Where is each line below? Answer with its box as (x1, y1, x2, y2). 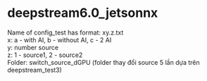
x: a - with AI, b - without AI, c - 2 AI (7, 35, 112, 44)
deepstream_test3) (7, 66, 62, 74)
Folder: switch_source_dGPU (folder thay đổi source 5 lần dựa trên (7, 58, 200, 66)
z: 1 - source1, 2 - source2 (7, 51, 83, 59)
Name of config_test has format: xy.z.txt (7, 28, 124, 37)
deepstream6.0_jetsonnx (7, 5, 158, 21)
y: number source (7, 43, 58, 51)
